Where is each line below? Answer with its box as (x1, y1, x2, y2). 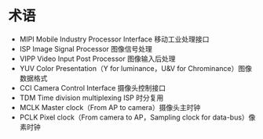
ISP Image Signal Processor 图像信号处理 (19, 44, 153, 53)
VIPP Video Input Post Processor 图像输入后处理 (19, 54, 176, 63)
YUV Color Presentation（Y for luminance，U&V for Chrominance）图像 (19, 63, 253, 73)
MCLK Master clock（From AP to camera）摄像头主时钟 (19, 102, 201, 112)
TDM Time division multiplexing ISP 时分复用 (19, 93, 164, 102)
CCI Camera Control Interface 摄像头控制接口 (19, 83, 166, 92)
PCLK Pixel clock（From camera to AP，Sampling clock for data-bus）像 (19, 112, 256, 122)
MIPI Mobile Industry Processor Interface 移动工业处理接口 (19, 34, 210, 44)
